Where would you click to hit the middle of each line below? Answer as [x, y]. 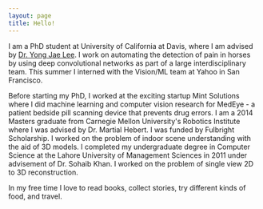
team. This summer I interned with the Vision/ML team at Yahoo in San [124, 71]
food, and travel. [35, 196]
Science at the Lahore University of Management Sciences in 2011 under [128, 155]
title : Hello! [32, 23]
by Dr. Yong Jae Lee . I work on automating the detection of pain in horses [130, 54]
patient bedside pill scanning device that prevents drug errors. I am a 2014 [131, 112]
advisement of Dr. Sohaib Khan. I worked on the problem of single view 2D [131, 163]
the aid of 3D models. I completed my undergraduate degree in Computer [129, 147]
